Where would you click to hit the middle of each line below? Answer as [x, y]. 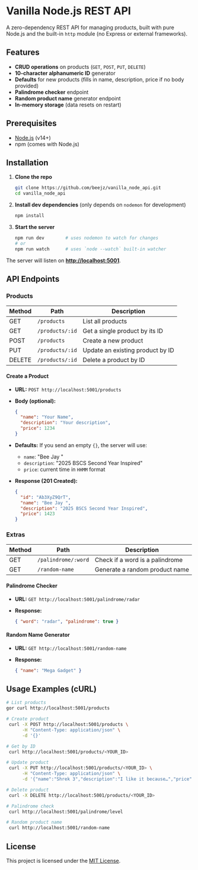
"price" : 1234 [38, 428]
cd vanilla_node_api [40, 194]
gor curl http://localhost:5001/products [58, 708]
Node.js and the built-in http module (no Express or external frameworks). [97, 33]
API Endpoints [33, 279]
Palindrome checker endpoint [52, 92]
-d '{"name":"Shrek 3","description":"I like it [83, 779]
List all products [105, 321]
